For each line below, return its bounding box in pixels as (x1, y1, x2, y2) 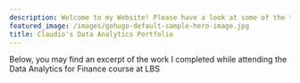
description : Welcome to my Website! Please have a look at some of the (9, 12, 286, 22)
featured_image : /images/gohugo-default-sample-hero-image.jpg (9, 21, 250, 30)
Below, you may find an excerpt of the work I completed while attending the (9, 54, 287, 65)
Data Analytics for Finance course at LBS (9, 63, 161, 74)
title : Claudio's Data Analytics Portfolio (9, 29, 174, 38)
